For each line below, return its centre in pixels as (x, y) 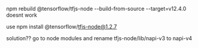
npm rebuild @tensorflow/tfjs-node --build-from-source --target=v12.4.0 (96, 9)
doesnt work (22, 15)
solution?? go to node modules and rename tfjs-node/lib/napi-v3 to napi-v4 (99, 38)
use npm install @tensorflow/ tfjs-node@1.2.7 (62, 27)
